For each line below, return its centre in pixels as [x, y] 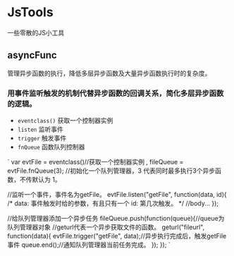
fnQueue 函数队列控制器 [51, 147]
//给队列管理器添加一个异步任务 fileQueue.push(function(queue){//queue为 [116, 219]
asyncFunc [32, 55]
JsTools [31, 12]
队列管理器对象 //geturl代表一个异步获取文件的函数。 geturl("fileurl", [106, 227]
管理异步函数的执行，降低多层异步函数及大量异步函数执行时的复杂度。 [109, 73]
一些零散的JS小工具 [36, 32]
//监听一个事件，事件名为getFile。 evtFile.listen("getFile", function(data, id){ [117, 195]
